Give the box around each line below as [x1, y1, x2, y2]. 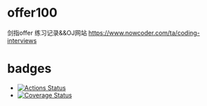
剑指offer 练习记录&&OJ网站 [7, 28, 87, 37]
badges [7, 61, 52, 77]
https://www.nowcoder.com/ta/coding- [88, 28, 200, 37]
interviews [7, 36, 37, 44]
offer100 [7, 5, 57, 21]
